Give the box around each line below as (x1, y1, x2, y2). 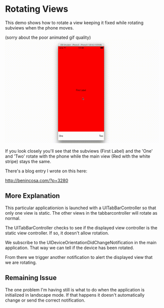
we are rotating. (5, 259, 37, 265)
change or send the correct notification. (5, 297, 86, 303)
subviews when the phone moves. (5, 25, 74, 30)
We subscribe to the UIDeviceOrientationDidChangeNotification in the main (5, 239, 157, 245)
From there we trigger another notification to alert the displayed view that (5, 254, 153, 260)
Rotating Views (5, 3, 69, 15)
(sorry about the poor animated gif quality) (5, 34, 92, 40)
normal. (5, 215, 21, 221)
